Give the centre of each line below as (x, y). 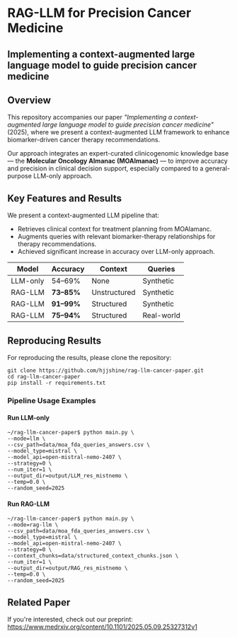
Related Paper (39, 602)
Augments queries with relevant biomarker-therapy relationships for (116, 237)
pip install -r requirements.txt (57, 383)
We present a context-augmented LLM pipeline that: (83, 215)
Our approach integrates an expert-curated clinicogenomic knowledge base (118, 153)
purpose (19, 176)
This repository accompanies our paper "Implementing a (90, 117)
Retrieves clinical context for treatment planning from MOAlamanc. (115, 229)
